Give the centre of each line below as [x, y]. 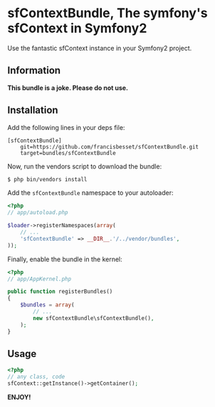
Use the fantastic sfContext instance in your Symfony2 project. [100, 48]
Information [34, 70]
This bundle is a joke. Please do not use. [68, 88]
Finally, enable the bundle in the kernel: [65, 259]
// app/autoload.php [38, 213]
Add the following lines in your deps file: [66, 127]
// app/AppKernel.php [40, 279]
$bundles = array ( [47, 305]
